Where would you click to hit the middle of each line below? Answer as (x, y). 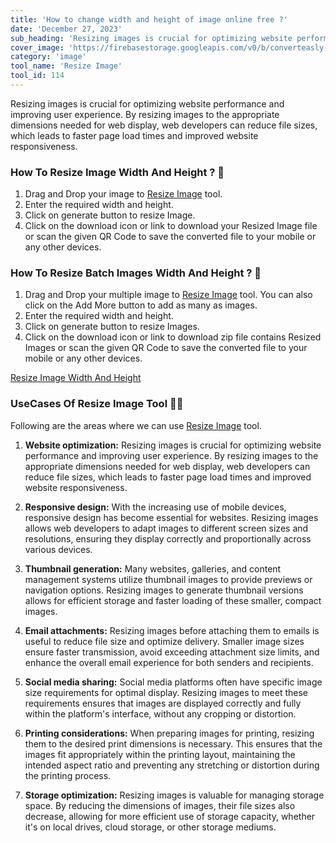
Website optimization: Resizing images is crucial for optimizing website (173, 445)
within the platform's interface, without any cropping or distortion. (160, 713)
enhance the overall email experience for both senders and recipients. (169, 662)
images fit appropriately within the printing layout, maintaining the (160, 754)
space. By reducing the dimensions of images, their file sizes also (160, 805)
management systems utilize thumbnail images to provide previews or (168, 579)
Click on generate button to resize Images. (112, 327)
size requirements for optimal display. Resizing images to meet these (166, 692)
